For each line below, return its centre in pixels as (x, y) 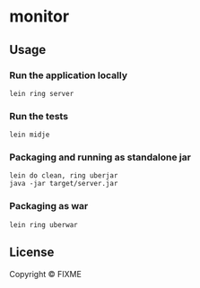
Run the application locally (69, 75)
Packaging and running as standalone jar (100, 157)
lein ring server (42, 93)
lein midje (30, 135)
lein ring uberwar (43, 225)
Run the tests (39, 116)
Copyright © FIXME (46, 274)
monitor (39, 17)
